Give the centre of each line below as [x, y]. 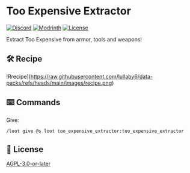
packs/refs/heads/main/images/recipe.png [59, 83]
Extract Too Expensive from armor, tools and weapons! [74, 39]
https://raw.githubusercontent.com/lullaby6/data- [92, 76]
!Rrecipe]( [19, 76]
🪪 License [25, 149]
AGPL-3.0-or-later [29, 164]
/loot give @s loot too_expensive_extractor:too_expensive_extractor [95, 131]
